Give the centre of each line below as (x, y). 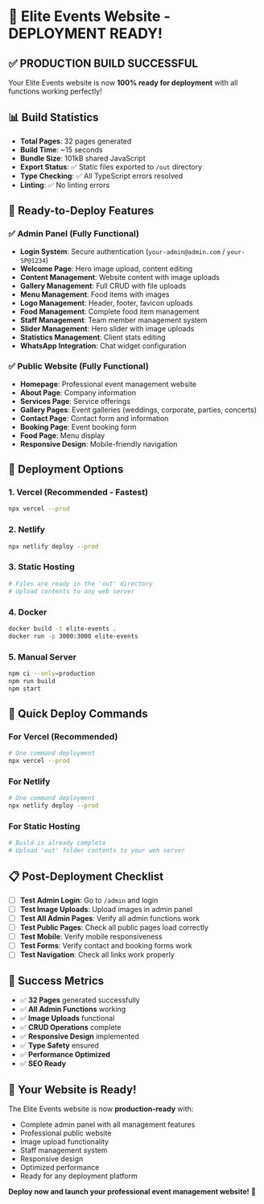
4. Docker (28, 612)
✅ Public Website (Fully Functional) (78, 366)
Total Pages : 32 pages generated (76, 141)
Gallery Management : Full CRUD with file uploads (103, 285)
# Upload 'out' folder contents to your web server (97, 851)
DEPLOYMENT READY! (86, 33)
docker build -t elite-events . (62, 628)
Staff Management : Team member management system (113, 320)
